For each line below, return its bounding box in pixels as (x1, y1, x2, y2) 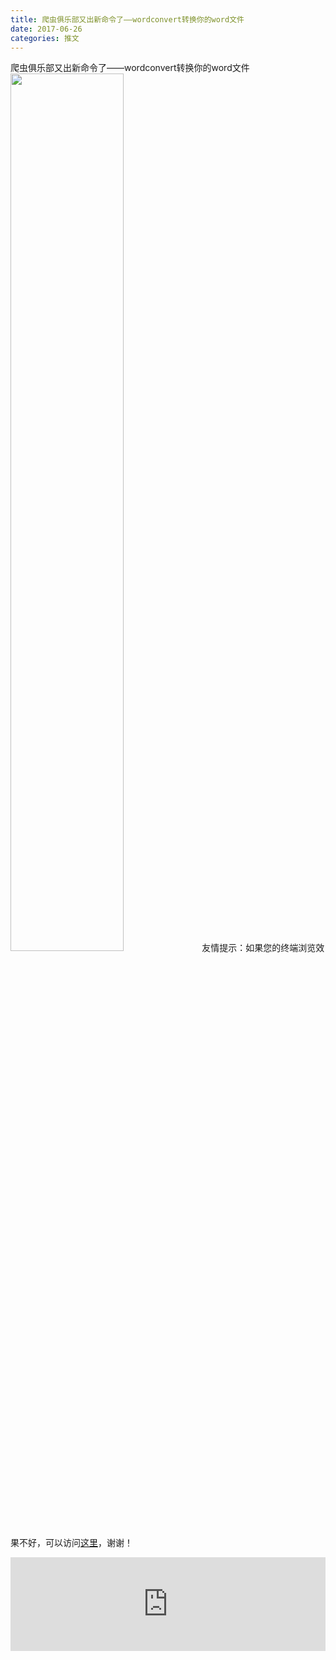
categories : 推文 (10, 33, 80, 43)
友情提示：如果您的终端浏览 (201, 942, 317, 954)
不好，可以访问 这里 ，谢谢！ (18, 1537, 133, 1549)
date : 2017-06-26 (10, 24, 83, 34)
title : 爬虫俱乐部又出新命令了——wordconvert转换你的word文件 (10, 14, 245, 25)
